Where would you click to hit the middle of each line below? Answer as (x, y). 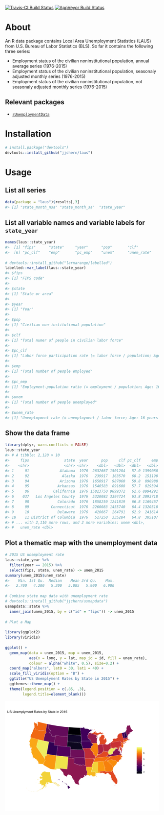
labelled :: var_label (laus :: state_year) (46, 268)
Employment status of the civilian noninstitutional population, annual (81, 61)
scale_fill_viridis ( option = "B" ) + (47, 673)
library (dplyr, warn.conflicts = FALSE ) (47, 445)
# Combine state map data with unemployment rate (57, 596)
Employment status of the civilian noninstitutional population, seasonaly (84, 71)
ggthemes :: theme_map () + (35, 684)
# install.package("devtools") (37, 147)
